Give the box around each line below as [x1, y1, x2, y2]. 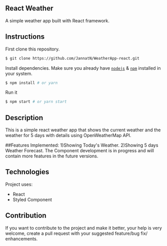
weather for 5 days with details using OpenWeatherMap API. [5, 132, 131, 139]
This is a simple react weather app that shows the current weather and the [5, 127, 161, 133]
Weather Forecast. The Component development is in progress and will [5, 148, 154, 154]
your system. [5, 70, 33, 76]
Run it [5, 89, 18, 96]
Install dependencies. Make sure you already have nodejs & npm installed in [5, 65, 161, 71]
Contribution [5, 211, 47, 220]
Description [5, 113, 43, 122]
